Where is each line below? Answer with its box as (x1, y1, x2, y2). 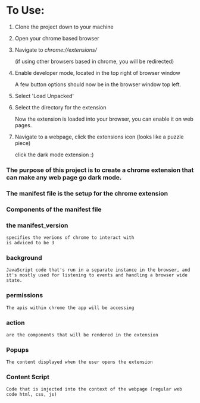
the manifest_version (6, 221, 68, 229)
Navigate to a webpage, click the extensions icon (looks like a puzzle (14, 133, 185, 140)
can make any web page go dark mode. (6, 173, 122, 181)
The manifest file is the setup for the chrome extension (6, 189, 168, 197)
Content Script (6, 373, 49, 381)
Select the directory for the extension (14, 103, 107, 111)
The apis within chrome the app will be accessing (6, 304, 135, 311)
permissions (6, 291, 43, 300)
